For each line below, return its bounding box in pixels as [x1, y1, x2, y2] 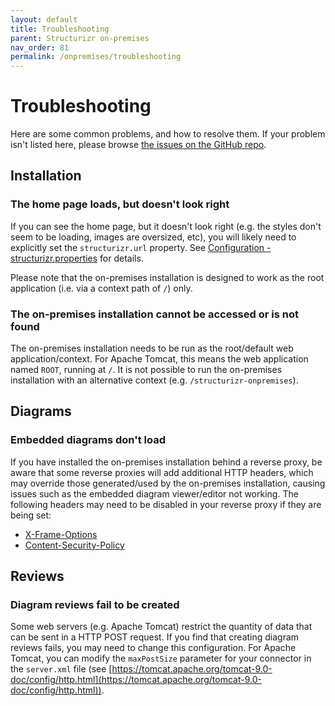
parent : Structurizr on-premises [10, 33, 150, 43]
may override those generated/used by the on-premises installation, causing [10, 477, 326, 489]
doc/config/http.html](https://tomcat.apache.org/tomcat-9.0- [10, 674, 262, 686]
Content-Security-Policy [24, 539, 125, 551]
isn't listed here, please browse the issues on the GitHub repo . [10, 139, 267, 151]
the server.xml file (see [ [10, 663, 113, 675]
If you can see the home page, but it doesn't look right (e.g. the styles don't [10, 220, 322, 232]
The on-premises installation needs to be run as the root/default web [10, 342, 294, 355]
